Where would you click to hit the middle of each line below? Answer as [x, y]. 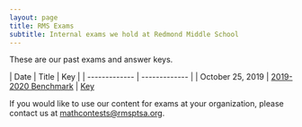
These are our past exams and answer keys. [91, 60]
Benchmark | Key [62, 87]
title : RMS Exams [42, 26]
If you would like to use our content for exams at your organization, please [147, 104]
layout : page [34, 17]
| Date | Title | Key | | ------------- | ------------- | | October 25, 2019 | [139, 77]
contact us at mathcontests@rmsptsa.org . [87, 114]
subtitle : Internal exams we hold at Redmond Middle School [124, 34]
